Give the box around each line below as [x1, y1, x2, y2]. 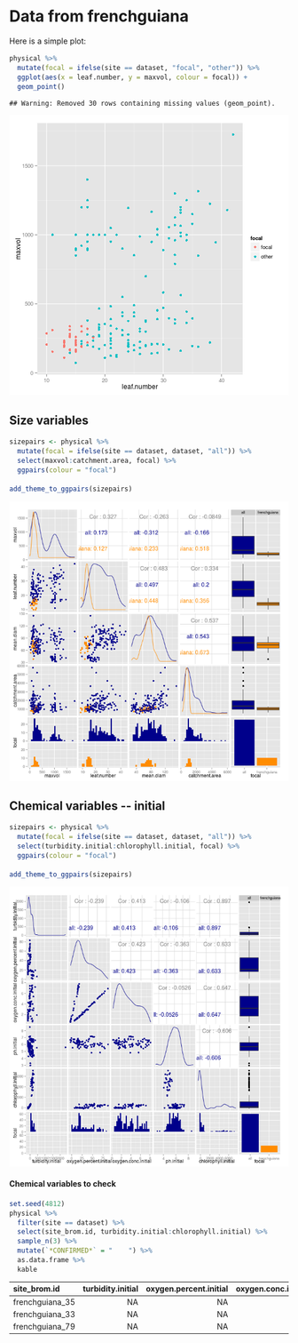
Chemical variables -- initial [9, 798, 166, 813]
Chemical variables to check [9, 1179, 117, 1189]
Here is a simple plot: [9, 36, 87, 46]
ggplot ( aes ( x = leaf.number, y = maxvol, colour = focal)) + [17, 73, 248, 82]
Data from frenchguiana [9, 6, 189, 27]
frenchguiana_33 [12, 1308, 75, 1319]
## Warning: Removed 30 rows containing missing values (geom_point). [9, 100, 276, 108]
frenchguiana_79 [12, 1322, 75, 1332]
